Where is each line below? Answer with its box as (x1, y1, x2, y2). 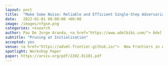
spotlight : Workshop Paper (5, 49, 61, 54)
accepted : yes (5, 40, 35, 45)
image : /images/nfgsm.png (5, 21, 59, 26)
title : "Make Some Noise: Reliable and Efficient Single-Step (5, 12, 140, 17)
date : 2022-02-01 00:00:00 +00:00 (5, 16, 81, 21)
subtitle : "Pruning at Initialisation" (5, 35, 88, 40)
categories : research (5, 26, 50, 31)
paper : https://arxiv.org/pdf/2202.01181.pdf (5, 53, 101, 59)
